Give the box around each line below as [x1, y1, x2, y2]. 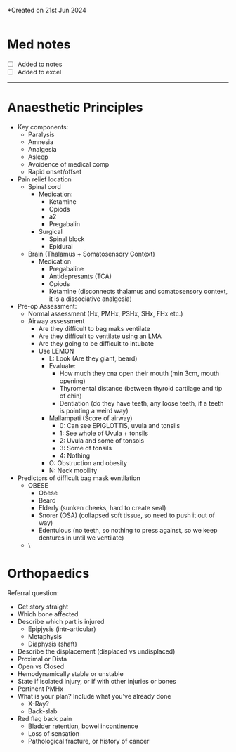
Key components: [17, 123, 69, 131]
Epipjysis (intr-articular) [27, 625, 96, 633]
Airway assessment [27, 317, 85, 325]
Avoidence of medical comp [27, 160, 110, 168]
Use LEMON [38, 347, 74, 355]
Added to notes [17, 60, 63, 68]
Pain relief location [17, 175, 72, 183]
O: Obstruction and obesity [48, 459, 128, 467]
